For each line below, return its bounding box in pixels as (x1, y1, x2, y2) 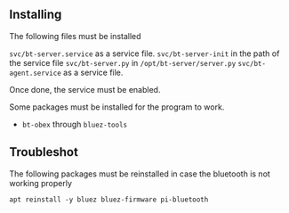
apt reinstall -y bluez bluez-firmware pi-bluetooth (9, 195, 209, 204)
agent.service (9, 69, 62, 78)
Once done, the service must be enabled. (9, 84, 161, 94)
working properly (9, 177, 73, 188)
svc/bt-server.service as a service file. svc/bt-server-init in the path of (9, 48, 280, 59)
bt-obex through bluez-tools (21, 119, 127, 129)
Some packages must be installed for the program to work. (9, 102, 225, 112)
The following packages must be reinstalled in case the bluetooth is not (9, 168, 271, 179)
